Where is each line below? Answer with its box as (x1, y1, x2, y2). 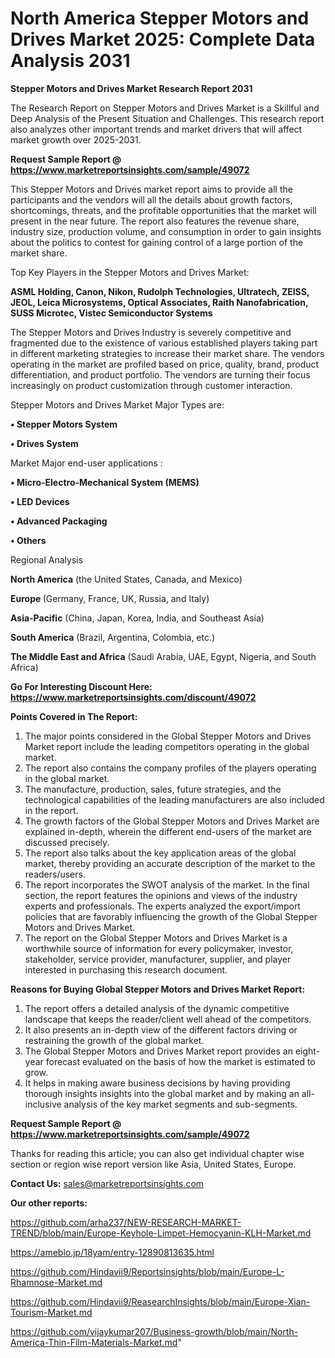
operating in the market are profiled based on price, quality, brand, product (10, 358, 320, 370)
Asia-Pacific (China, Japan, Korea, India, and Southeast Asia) (10, 612, 265, 624)
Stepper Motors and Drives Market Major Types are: (10, 398, 225, 411)
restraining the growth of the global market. (24, 1034, 205, 1046)
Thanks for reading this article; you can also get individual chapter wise (10, 1147, 305, 1159)
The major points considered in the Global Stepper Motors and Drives (24, 730, 312, 742)
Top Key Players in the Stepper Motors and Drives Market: (10, 266, 250, 278)
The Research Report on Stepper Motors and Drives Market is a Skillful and (10, 102, 320, 114)
